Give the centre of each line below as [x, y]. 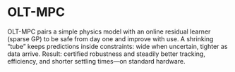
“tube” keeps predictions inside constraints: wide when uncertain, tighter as [117, 46]
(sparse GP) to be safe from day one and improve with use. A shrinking [110, 38]
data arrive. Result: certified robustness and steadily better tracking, [107, 54]
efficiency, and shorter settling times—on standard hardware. [96, 61]
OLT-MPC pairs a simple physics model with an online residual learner [109, 31]
